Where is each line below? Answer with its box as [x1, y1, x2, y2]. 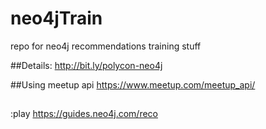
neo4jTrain [10, 7, 103, 30]
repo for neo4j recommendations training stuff [10, 40, 202, 52]
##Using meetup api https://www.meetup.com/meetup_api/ [10, 78, 256, 91]
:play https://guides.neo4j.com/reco [10, 108, 158, 120]
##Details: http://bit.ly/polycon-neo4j [10, 59, 163, 71]
